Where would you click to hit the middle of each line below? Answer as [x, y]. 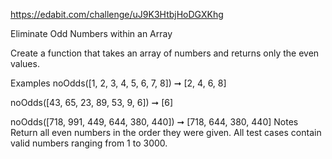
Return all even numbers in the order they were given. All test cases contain [166, 132]
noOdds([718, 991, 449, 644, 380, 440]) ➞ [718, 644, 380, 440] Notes [154, 122]
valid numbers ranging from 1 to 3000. [89, 143]
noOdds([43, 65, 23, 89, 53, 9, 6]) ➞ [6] [92, 102]
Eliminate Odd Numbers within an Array [91, 33]
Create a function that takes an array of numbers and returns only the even [165, 53]
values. [25, 63]
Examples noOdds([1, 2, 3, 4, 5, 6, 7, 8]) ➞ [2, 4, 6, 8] [118, 83]
